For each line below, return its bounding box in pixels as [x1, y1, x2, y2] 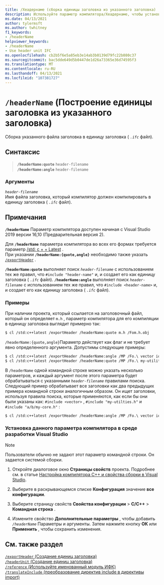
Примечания [5, 213, 46, 222]
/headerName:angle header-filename [17, 167, 89, 172]
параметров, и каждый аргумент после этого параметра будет [5, 372, 138, 378]
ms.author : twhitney [5, 25, 47, 30]
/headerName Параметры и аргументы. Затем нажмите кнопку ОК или [12, 521, 157, 527]
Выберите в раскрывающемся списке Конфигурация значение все [12, 486, 155, 492]
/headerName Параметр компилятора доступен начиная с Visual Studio [5, 226, 150, 232]
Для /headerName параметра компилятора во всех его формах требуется [5, 241, 157, 247]
